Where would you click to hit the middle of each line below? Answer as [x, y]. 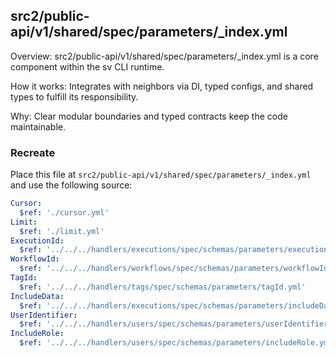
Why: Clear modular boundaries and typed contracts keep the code [149, 116]
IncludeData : [37, 296]
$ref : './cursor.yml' [64, 212]
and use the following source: [71, 185]
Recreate [33, 152]
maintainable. [38, 126]
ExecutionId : [37, 240]
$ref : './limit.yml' [62, 231]
